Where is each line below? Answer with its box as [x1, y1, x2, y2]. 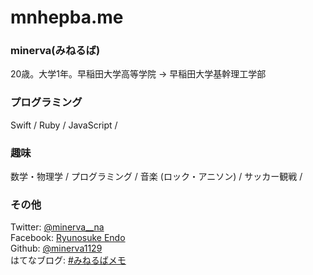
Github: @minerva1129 [10, 242, 103, 255]
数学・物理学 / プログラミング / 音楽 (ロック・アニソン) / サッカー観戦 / [10, 171, 303, 183]
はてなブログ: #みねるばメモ [10, 254, 127, 266]
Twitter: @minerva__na [10, 221, 105, 233]
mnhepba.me [10, 6, 124, 29]
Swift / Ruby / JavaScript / [10, 119, 118, 131]
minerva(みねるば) [10, 44, 101, 58]
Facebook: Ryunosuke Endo [10, 232, 126, 244]
